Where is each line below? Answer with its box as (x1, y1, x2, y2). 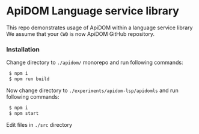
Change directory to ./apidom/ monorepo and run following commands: (6, 59, 183, 66)
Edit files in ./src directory (6, 121, 73, 128)
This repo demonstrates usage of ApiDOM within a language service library (6, 24, 193, 31)
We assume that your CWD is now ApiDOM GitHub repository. (6, 30, 155, 37)
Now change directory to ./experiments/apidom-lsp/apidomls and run (6, 87, 179, 94)
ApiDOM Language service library (6, 4, 179, 18)
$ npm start (8, 110, 39, 116)
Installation (6, 45, 40, 53)
